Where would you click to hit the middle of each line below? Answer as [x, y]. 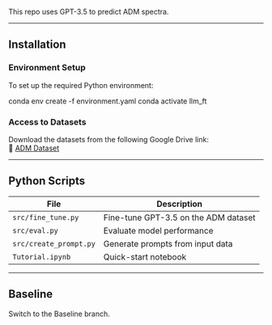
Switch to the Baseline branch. [59, 314]
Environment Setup [47, 68]
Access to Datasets [47, 122]
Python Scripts [47, 181]
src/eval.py [36, 230]
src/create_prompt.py [54, 243]
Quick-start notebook [145, 256]
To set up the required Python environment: [81, 85]
